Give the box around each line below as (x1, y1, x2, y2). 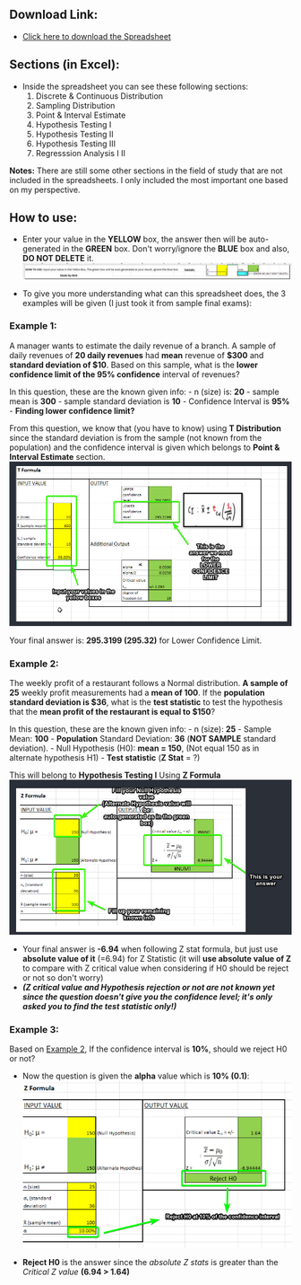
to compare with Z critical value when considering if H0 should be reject (21, 963, 289, 973)
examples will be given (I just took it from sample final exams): (21, 297, 253, 308)
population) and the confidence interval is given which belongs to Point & (9, 442, 280, 453)
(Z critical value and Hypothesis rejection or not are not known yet (21, 982, 275, 993)
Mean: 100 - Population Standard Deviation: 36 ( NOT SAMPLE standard (9, 734, 276, 744)
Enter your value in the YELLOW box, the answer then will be (21, 233, 247, 245)
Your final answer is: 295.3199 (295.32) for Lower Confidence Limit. (9, 635, 262, 646)
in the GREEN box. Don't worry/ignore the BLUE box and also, (62, 243, 290, 254)
